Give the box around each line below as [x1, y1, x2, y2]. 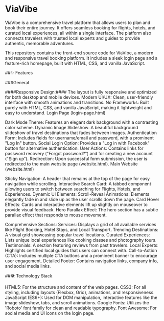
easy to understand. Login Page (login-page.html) [5, 110, 106, 115]
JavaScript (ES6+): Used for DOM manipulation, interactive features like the [5, 295, 158, 300]
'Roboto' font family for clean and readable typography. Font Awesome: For [5, 305, 157, 311]
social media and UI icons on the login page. [5, 310, 94, 316]
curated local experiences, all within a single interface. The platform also [5, 30, 152, 36]
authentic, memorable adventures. [5, 40, 74, 46]
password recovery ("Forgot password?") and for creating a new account [5, 150, 153, 156]
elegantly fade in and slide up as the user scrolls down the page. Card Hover [5, 196, 160, 202]
